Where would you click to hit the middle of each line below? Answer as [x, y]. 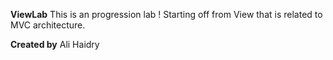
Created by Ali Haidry [55, 44]
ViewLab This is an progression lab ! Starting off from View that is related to [166, 14]
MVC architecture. [48, 25]
